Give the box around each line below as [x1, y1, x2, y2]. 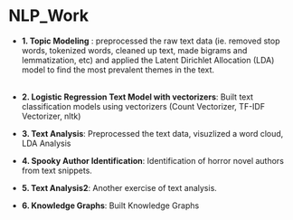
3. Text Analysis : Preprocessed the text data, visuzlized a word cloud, [21, 128, 284, 139]
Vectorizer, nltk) [21, 110, 81, 121]
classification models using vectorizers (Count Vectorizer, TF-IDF [21, 100, 266, 111]
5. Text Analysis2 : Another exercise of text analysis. [21, 182, 218, 193]
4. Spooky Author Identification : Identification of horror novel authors [21, 155, 284, 166]
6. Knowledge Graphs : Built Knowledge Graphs [21, 200, 200, 211]
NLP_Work [8, 5, 90, 26]
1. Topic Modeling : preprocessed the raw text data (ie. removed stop [21, 35, 281, 46]
